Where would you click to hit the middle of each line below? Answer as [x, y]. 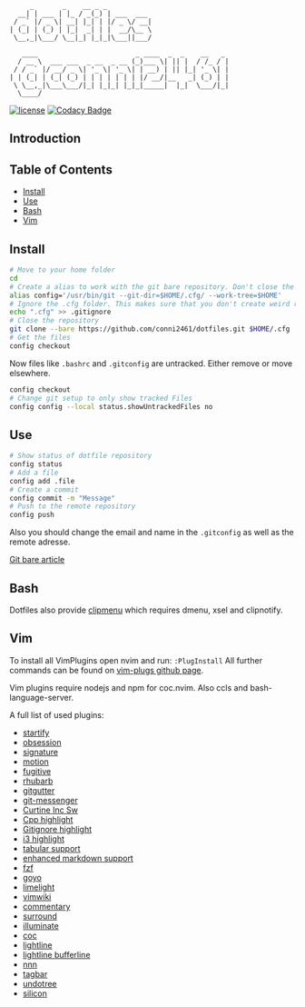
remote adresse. [40, 542]
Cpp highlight [48, 819]
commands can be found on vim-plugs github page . [107, 670]
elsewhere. [30, 373]
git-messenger [50, 800]
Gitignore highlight [57, 829]
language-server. [42, 697]
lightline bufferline [56, 954]
